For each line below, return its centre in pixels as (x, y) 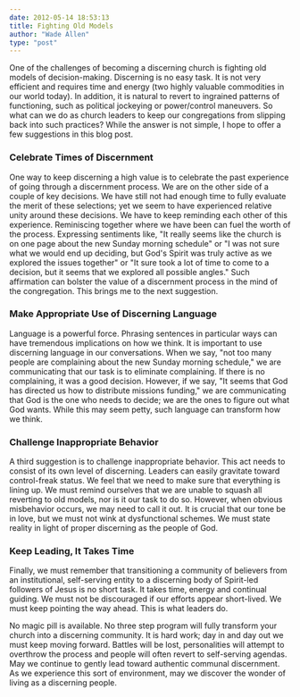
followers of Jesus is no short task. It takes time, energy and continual (138, 590)
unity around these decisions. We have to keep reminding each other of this (149, 214)
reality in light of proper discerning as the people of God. (114, 528)
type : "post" (33, 42)
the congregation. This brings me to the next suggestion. (114, 290)
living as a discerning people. (63, 683)
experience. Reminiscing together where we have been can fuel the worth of (150, 224)
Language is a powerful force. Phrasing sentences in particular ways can (143, 333)
